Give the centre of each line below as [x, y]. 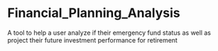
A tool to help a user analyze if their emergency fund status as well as [109, 33]
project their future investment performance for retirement [92, 40]
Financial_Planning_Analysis [94, 13]
